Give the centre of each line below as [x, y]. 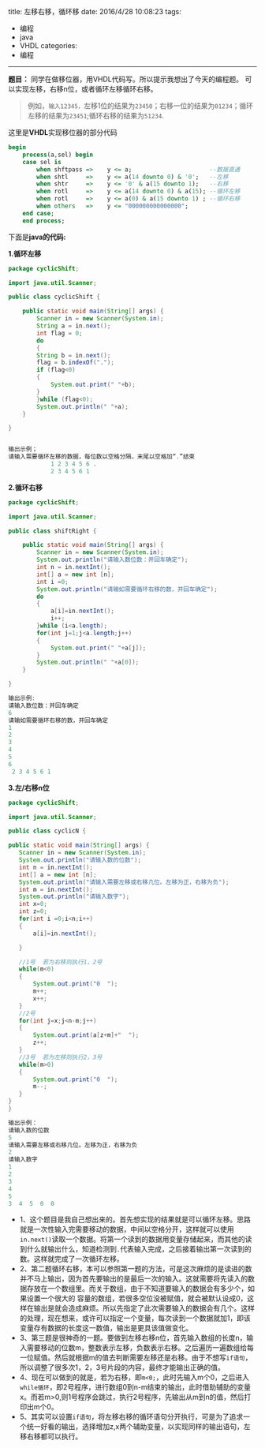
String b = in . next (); [74, 355]
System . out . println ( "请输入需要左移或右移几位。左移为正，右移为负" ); [124, 882]
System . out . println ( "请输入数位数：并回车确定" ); [112, 560]
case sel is [42, 162]
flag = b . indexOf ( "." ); [75, 363]
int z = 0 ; [33, 911]
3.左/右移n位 [29, 788]
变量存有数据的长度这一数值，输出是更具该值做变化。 [106, 1328]
